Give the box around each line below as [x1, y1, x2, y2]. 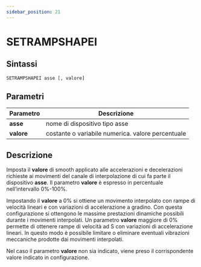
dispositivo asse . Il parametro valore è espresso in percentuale [6, 179, 164, 186]
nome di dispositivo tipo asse [45, 119, 129, 128]
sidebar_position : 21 [6, 8, 61, 15]
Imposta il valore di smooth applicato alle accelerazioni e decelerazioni [6, 166, 183, 173]
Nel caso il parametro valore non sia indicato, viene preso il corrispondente [6, 248, 194, 255]
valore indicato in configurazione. [6, 254, 89, 261]
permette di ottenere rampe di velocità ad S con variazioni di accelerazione [6, 223, 193, 230]
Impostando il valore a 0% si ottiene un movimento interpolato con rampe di [6, 197, 196, 205]
